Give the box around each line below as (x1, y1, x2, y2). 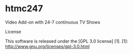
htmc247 (5, 3, 44, 14)
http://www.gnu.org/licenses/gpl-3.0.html (5, 43, 90, 49)
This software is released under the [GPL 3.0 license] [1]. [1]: (5, 38, 129, 44)
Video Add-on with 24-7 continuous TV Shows (5, 19, 100, 25)
